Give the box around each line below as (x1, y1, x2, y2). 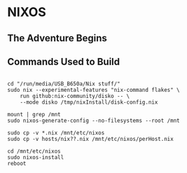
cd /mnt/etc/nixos (7, 148, 61, 155)
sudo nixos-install (7, 154, 64, 161)
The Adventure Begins (7, 32, 107, 44)
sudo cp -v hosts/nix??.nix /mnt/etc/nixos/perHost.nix (7, 136, 174, 143)
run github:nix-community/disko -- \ (20, 92, 130, 100)
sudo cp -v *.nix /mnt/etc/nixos (7, 130, 105, 137)
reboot (7, 160, 27, 167)
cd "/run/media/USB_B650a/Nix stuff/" (7, 81, 120, 88)
